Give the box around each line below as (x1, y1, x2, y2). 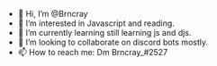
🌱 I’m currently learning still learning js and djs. (17, 28, 192, 37)
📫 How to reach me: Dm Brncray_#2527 (17, 47, 168, 57)
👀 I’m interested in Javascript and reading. (17, 18, 176, 29)
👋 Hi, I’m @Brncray (17, 9, 88, 19)
